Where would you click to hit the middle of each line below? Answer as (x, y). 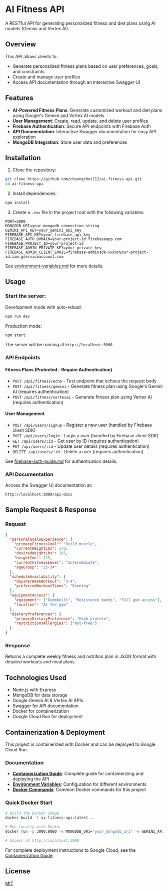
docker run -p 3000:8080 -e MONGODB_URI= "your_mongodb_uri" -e (72, 832)
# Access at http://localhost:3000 (42, 841)
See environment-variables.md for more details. (54, 266)
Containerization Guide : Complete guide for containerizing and (78, 774)
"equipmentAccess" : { (32, 596)
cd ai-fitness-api (24, 184)
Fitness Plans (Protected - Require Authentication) (59, 369)
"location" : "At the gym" (41, 605)
